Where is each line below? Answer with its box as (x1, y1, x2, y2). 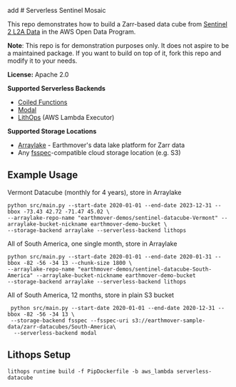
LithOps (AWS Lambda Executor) (17, 114, 115, 121)
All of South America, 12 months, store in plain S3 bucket (7, 291, 175, 299)
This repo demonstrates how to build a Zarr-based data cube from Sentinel (7, 20, 228, 28)
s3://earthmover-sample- (131, 317, 205, 324)
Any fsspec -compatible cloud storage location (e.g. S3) (17, 149, 181, 156)
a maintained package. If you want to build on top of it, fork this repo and (7, 49, 222, 57)
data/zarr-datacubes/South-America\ (7, 323, 116, 331)
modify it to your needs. (7, 56, 78, 65)
